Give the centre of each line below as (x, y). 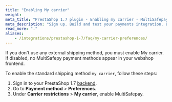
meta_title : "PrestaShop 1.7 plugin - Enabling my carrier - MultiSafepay (87, 19)
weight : (14, 15)
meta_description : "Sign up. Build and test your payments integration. (84, 24)
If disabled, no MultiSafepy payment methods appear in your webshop (79, 58)
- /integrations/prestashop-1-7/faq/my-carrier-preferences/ (81, 39)
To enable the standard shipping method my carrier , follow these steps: (81, 73)
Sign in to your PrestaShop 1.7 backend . (55, 83)
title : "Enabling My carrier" (38, 10)
